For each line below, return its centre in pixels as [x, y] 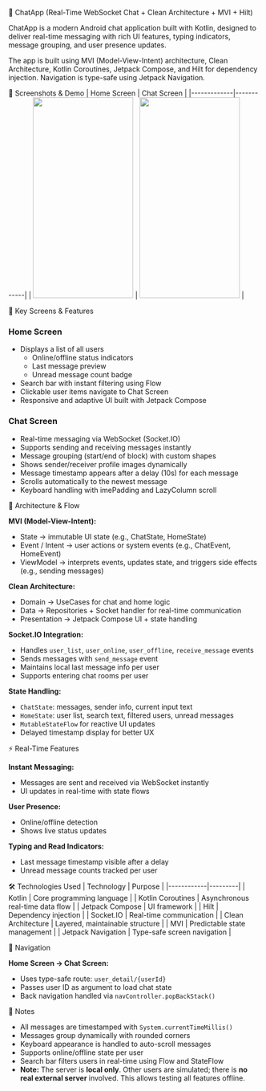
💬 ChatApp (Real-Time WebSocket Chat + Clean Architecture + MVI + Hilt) [131, 12]
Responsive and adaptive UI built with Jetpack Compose [113, 401]
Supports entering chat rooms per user [84, 675]
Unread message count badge [82, 375]
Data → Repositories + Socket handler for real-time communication [131, 610]
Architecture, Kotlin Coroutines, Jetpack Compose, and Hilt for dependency [133, 69]
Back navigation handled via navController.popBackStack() [118, 995]
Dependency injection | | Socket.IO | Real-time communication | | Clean [126, 914]
